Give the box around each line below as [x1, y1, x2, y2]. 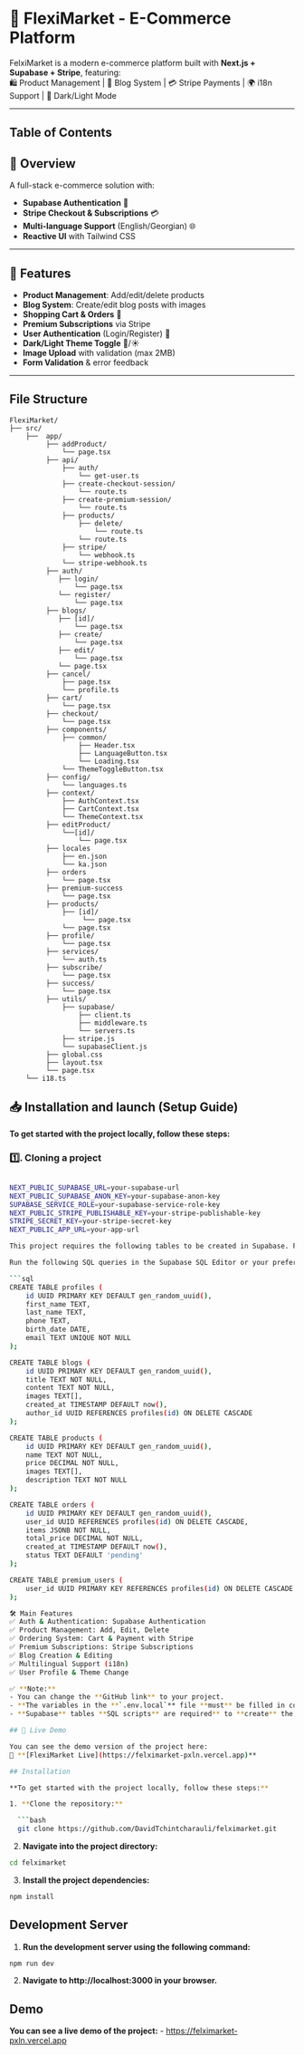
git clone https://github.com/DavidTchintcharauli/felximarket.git [17, 1825, 278, 1834]
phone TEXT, [25, 1317, 71, 1326]
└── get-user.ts [78, 471, 140, 480]
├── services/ [45, 947, 100, 956]
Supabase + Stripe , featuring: [9, 67, 121, 78]
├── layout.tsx [45, 1057, 103, 1067]
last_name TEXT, [25, 1308, 88, 1317]
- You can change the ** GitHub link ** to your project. [9, 1693, 224, 1702]
